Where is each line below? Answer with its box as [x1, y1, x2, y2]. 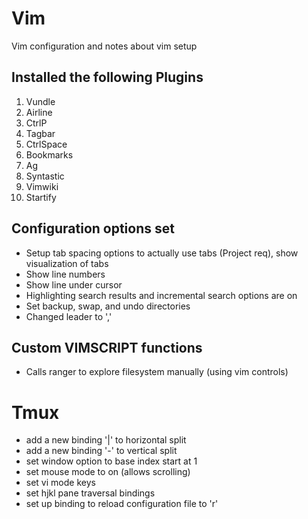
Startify [25, 191, 57, 203]
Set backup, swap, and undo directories [25, 300, 191, 312]
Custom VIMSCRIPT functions [11, 339, 203, 356]
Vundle [25, 95, 56, 107]
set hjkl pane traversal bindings [25, 487, 156, 499]
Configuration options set [11, 220, 175, 237]
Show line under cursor [25, 278, 123, 291]
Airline [25, 106, 53, 118]
